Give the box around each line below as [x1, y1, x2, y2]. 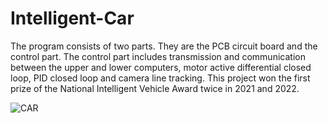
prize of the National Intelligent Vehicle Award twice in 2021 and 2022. [10, 82, 300, 94]
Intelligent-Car [10, 7, 135, 30]
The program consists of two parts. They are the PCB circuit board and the [10, 40, 318, 52]
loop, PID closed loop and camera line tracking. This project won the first [10, 72, 311, 84]
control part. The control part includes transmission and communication [10, 50, 306, 62]
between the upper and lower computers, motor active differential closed [10, 61, 312, 73]
